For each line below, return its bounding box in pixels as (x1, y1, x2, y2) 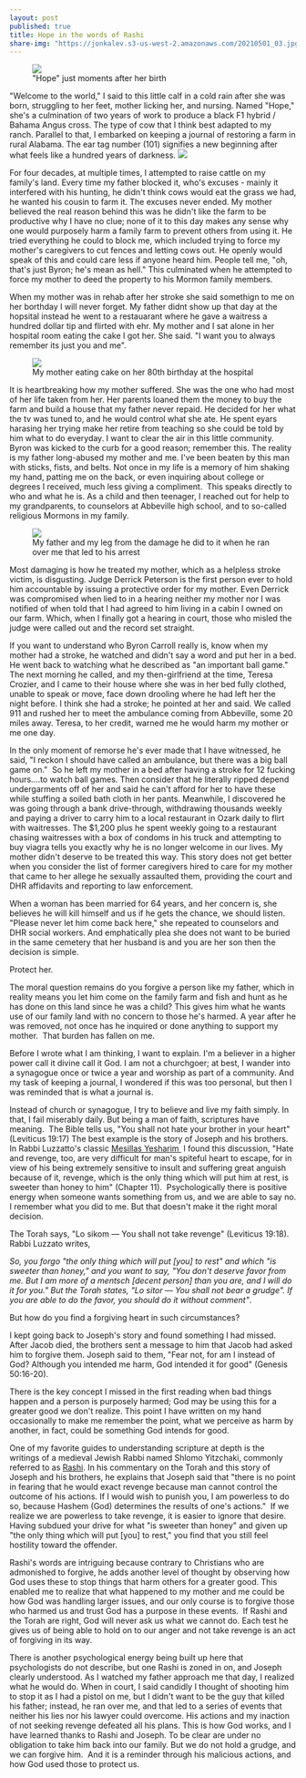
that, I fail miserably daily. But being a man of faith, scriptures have (9, 1114, 260, 1125)
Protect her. (9, 964, 54, 975)
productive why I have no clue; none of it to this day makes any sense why (9, 216, 290, 227)
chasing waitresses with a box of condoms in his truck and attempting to (9, 832, 282, 843)
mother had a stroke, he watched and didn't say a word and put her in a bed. (9, 650, 297, 661)
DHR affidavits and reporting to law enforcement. (9, 880, 194, 891)
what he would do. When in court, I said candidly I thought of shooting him (9, 1681, 290, 1692)
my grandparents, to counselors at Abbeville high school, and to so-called (9, 500, 287, 511)
